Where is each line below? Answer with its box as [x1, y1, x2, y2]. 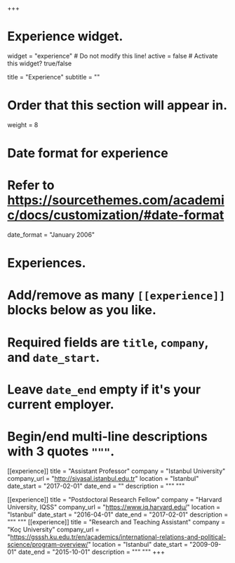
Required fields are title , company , [7, 335, 209, 350]
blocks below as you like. [7, 302, 156, 318]
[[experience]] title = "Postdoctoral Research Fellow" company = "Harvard [7, 495, 222, 503]
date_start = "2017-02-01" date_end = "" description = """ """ [7, 481, 185, 490]
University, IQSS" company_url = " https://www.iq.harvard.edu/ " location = [7, 503, 221, 511]
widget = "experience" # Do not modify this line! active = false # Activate [7, 51, 218, 60]
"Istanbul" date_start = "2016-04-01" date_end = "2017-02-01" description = [7, 510, 229, 519]
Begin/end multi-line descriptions [7, 428, 208, 444]
